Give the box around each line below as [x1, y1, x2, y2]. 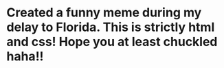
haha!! [6, 49, 44, 65]
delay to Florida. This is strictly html [6, 19, 215, 35]
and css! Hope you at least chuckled [6, 34, 218, 49]
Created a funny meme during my [6, 5, 202, 21]
